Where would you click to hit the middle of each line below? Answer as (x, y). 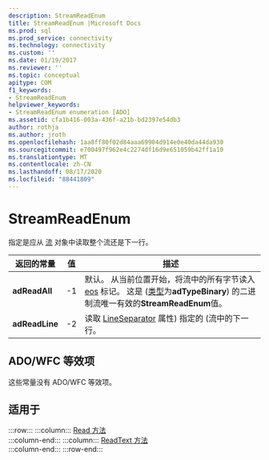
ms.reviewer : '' (35, 68)
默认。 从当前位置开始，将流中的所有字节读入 (170, 279)
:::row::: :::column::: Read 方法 (57, 430)
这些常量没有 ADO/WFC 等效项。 (62, 382)
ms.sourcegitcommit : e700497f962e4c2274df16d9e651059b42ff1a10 (116, 150)
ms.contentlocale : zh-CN (50, 165)
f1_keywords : (30, 90)
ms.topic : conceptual (44, 75)
